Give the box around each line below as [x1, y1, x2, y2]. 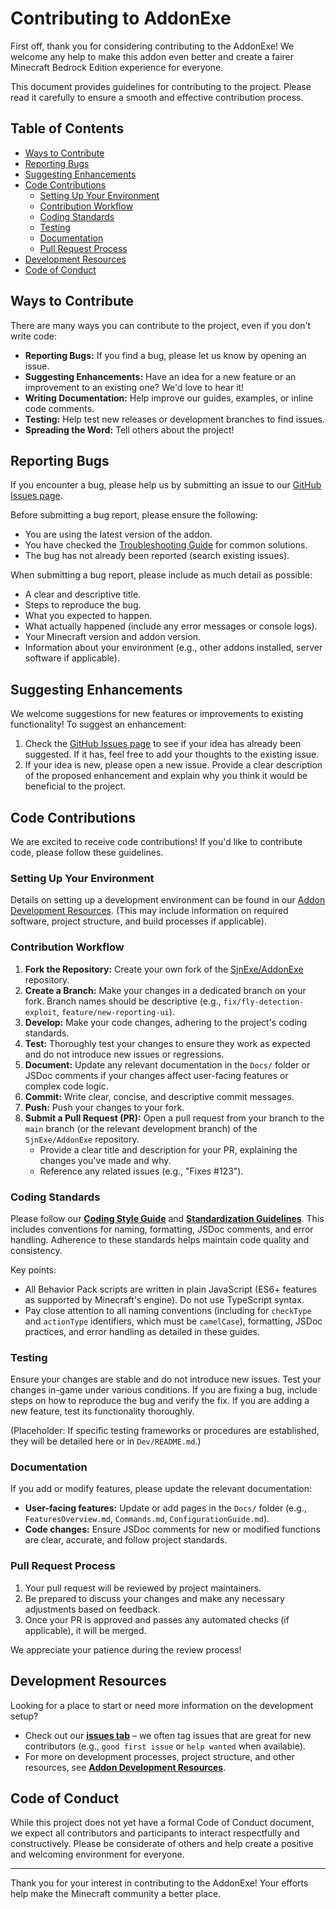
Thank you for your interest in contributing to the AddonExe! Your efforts [10, 1877, 309, 1889]
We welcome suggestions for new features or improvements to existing [10, 708, 304, 720]
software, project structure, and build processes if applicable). [10, 915, 267, 927]
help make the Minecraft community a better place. [10, 1888, 222, 1900]
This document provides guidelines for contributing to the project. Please [10, 80, 312, 92]
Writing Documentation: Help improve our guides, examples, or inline [24, 392, 314, 404]
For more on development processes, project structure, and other [24, 1750, 295, 1762]
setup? [10, 1710, 39, 1722]
